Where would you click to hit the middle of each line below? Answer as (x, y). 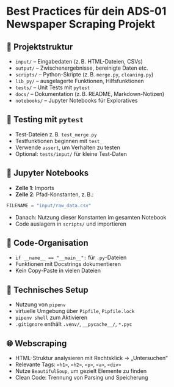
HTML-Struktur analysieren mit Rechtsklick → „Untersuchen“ (91, 358)
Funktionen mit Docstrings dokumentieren (68, 264)
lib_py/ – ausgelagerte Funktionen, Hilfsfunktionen (80, 81)
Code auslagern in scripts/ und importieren (71, 224)
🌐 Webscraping (37, 343)
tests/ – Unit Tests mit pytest (53, 87)
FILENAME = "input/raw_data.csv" (49, 205)
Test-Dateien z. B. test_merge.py (56, 134)
